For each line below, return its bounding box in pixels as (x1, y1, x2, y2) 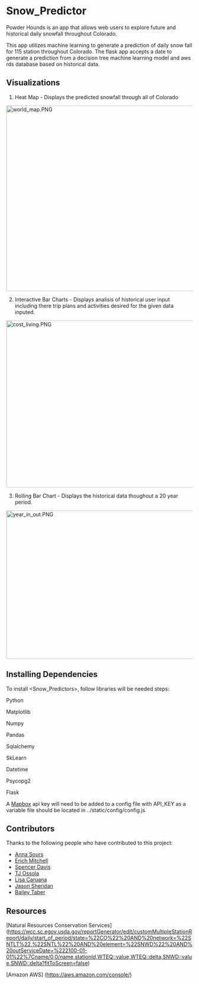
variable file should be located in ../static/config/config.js (6, 806, 146, 814)
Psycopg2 (6, 777, 31, 784)
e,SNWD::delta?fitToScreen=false (6, 960, 88, 967)
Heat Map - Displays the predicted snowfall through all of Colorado (14, 93, 179, 100)
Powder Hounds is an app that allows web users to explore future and (6, 24, 176, 31)
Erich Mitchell (14, 857, 49, 865)
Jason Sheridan (14, 882, 53, 890)
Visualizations (6, 78, 60, 88)
